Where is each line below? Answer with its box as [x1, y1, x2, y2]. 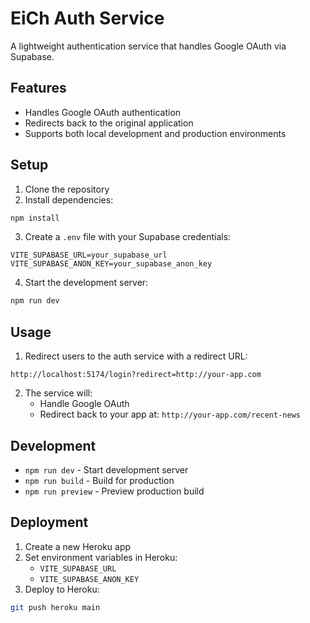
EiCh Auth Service [10, 7, 165, 30]
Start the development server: [24, 277, 149, 289]
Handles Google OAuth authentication [24, 106, 182, 118]
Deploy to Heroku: [24, 583, 100, 595]
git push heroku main [10, 602, 101, 612]
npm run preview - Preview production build [24, 485, 205, 497]
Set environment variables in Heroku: [24, 551, 178, 563]
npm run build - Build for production [24, 474, 175, 486]
